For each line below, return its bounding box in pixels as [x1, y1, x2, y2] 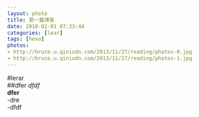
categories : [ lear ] [7, 29, 63, 36]
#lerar [7, 74, 24, 82]
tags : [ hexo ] [7, 36, 45, 43]
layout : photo [7, 10, 48, 17]
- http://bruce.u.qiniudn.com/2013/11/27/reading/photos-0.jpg [7, 49, 193, 56]
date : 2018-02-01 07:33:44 [7, 23, 85, 30]
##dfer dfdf [7, 81, 40, 89]
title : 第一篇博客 [7, 17, 55, 23]
